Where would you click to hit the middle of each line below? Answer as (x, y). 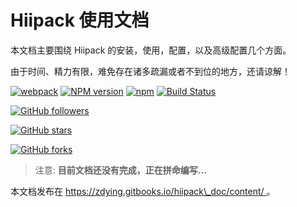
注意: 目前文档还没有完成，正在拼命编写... (120, 170)
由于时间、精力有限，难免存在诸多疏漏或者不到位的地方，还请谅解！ (150, 71)
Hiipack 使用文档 (80, 20)
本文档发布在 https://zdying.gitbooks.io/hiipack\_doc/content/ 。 (143, 191)
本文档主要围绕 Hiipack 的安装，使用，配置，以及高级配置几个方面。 (151, 50)
